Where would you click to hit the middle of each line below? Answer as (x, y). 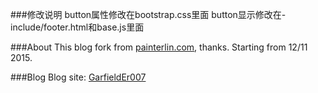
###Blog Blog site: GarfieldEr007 (78, 77)
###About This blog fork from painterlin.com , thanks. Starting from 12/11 (159, 47)
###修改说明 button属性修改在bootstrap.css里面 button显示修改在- (148, 14)
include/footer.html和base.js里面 (77, 27)
